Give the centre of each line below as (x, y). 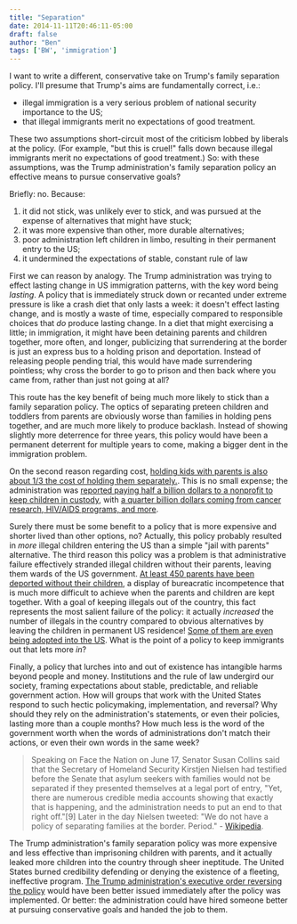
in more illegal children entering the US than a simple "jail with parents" (139, 545)
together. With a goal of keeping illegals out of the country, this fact (132, 602)
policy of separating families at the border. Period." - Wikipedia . (147, 826)
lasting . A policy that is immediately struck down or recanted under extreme (148, 295)
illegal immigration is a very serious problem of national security (139, 102)
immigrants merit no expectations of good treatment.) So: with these (134, 158)
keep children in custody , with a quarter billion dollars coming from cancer (145, 500)
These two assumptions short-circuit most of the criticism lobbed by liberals (149, 139)
